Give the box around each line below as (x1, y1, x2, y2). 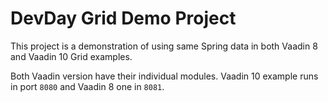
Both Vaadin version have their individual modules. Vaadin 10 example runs (10, 70, 319, 82)
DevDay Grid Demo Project (10, 7, 237, 30)
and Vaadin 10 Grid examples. (10, 50, 133, 62)
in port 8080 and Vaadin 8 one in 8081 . (10, 80, 165, 92)
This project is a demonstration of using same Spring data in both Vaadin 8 (10, 40, 318, 52)
